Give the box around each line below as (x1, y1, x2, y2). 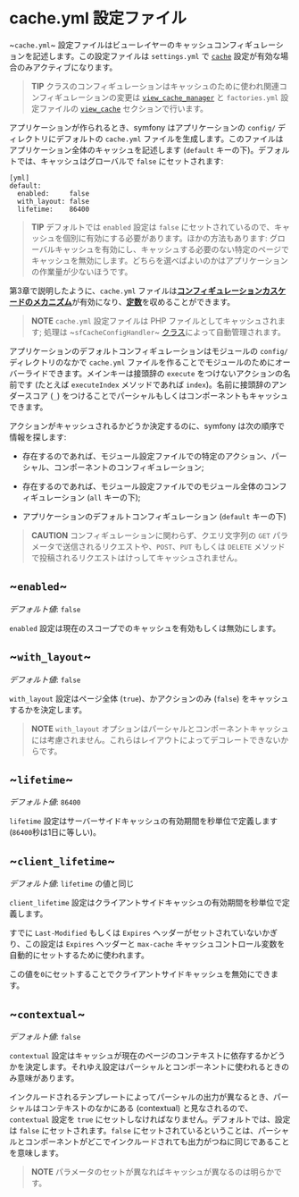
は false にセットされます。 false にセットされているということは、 (9, 1125, 259, 1135)
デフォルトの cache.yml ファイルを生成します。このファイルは (55, 133, 284, 144)
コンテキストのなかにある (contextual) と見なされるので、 (39, 1103, 253, 1113)
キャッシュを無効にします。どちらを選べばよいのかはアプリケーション (30, 255, 288, 266)
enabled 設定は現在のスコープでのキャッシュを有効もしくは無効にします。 (9, 622, 281, 633)
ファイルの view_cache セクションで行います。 (38, 103, 208, 114)
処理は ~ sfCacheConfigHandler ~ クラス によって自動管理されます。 (43, 326, 286, 337)
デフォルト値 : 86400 (9, 797, 81, 807)
